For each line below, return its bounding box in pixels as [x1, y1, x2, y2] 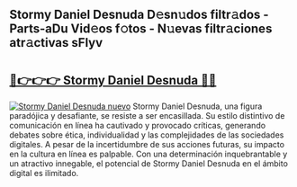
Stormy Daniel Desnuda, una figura [132, 101, 263, 111]
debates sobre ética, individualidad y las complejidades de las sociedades [9, 129, 284, 140]
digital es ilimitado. [9, 168, 79, 178]
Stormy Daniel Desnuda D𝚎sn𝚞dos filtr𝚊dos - [9, 7, 269, 22]
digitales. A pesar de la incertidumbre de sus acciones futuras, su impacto [9, 139, 285, 149]
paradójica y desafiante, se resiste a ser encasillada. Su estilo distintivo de [9, 111, 285, 120]
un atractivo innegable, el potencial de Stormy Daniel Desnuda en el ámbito [9, 158, 288, 169]
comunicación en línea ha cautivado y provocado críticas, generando [9, 120, 266, 130]
